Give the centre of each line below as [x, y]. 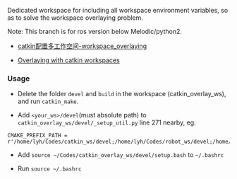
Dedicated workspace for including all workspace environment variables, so [118, 10]
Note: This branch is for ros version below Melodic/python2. [95, 31]
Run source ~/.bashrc [49, 168]
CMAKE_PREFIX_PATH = [38, 136]
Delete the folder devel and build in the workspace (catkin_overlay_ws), [122, 94]
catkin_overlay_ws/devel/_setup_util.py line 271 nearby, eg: [107, 122]
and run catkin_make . [48, 101]
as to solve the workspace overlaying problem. [75, 18]
